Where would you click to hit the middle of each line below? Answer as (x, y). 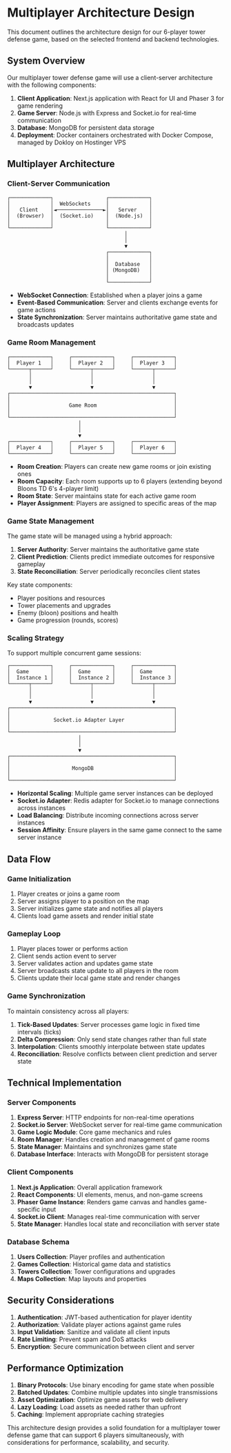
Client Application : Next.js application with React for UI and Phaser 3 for (120, 98)
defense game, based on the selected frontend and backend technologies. (113, 39)
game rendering (40, 106)
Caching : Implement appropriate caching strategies (90, 1414)
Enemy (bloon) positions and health (68, 613)
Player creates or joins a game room (68, 894)
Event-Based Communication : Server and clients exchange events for (118, 302)
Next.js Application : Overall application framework (90, 1187)
